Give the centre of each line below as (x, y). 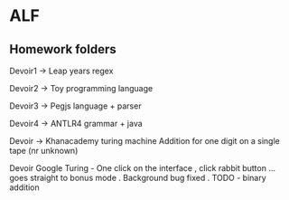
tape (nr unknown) (44, 151)
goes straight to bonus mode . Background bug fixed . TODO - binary (138, 178)
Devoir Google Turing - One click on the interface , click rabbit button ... (142, 168)
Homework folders (63, 49)
